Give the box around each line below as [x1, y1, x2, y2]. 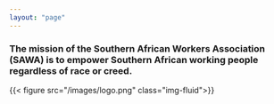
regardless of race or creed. [9, 64, 133, 76]
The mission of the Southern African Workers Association [9, 42, 266, 54]
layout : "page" [9, 12, 66, 22]
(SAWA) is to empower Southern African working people [9, 53, 259, 66]
